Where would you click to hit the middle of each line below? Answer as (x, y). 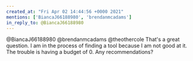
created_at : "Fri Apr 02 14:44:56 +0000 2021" (65, 12)
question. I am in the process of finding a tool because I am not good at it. (97, 46)
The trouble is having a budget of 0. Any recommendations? (80, 52)
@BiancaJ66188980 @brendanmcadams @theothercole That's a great (93, 40)
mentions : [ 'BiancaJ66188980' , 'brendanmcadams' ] (69, 17)
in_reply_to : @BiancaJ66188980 (45, 23)
